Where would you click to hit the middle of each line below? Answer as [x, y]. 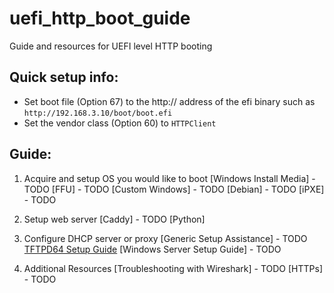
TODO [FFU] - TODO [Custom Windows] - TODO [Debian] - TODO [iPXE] [174, 189]
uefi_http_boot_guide [100, 18]
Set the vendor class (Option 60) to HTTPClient [120, 123]
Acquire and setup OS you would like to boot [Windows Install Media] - [169, 178]
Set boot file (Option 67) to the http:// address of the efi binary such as [169, 101]
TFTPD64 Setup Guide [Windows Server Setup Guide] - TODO [152, 249]
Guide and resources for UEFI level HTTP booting [111, 46]
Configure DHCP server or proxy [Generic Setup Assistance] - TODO [165, 238]
